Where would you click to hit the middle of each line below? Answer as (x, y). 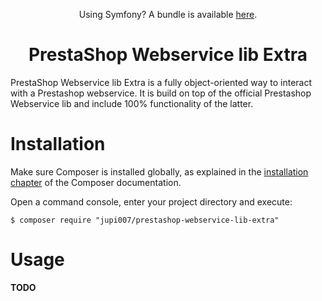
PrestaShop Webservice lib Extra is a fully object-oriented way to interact (161, 82)
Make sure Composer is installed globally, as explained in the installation (159, 171)
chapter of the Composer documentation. (96, 182)
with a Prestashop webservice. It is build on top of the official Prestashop (161, 93)
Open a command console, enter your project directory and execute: (151, 201)
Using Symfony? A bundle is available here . (168, 14)
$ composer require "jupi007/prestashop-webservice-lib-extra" (145, 220)
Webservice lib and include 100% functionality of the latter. (132, 103)
